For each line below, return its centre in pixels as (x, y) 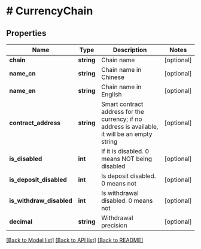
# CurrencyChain (50, 11)
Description (130, 50)
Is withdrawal (120, 193)
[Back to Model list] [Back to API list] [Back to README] (75, 240)
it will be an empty (127, 134)
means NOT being (127, 159)
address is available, (130, 127)
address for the (123, 112)
